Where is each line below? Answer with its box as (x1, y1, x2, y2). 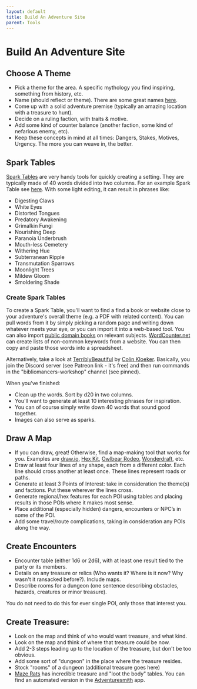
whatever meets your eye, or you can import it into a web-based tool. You (6, 326, 184, 333)
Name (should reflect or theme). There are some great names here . (14, 97, 178, 104)
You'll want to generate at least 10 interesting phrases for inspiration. (14, 398, 181, 405)
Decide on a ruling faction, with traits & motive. (14, 116, 128, 123)
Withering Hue (14, 247, 50, 254)
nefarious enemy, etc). (14, 128, 69, 135)
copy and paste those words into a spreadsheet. (6, 344, 123, 352)
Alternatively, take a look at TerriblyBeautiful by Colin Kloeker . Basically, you (6, 356, 190, 363)
